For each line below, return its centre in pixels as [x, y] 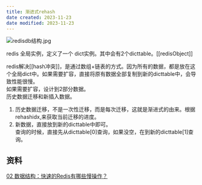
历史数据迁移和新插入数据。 [41, 96]
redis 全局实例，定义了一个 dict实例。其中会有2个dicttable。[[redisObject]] [100, 54]
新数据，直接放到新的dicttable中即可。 [63, 125]
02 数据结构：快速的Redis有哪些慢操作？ [57, 176]
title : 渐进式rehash [31, 12]
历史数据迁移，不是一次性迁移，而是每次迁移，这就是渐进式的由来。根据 [105, 110]
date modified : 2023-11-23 [40, 23]
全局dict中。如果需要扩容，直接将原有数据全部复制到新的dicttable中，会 [101, 74]
